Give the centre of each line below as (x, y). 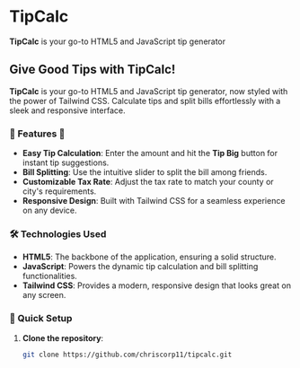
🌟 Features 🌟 (37, 134)
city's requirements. (59, 191)
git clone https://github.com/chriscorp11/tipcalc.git (127, 355)
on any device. (50, 210)
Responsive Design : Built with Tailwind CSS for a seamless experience (154, 201)
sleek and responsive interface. (67, 110)
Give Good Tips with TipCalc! (93, 70)
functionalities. (50, 276)
